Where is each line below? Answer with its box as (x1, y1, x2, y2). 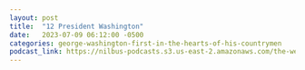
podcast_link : (9, 47, 64, 56)
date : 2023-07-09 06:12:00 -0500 (9, 30, 144, 39)
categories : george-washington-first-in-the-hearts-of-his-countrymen (9, 38, 282, 48)
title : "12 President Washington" (9, 22, 144, 31)
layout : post (9, 13, 59, 23)
